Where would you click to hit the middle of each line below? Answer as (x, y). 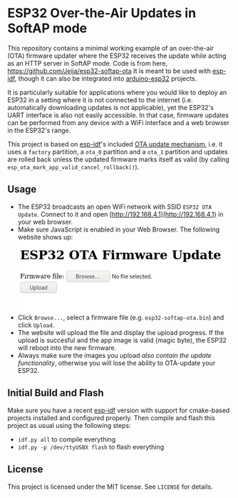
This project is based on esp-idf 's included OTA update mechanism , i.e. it (115, 144)
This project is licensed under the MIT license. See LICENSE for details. (110, 487)
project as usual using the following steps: (69, 425)
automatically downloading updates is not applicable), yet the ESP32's (110, 107)
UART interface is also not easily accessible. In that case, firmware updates (118, 115)
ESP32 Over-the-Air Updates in (102, 13)
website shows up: (45, 236)
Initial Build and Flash (56, 393)
